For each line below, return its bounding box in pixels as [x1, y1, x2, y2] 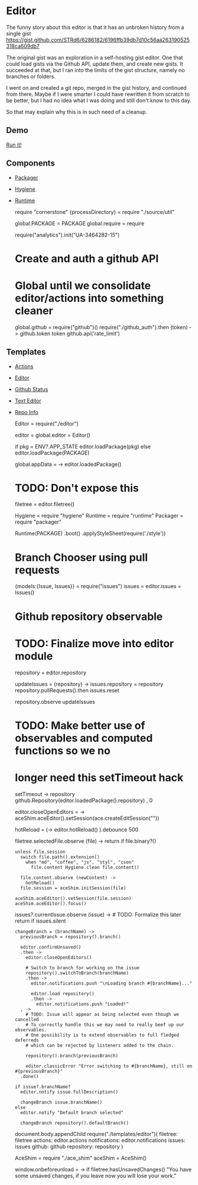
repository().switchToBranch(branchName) [25, 970, 129, 976]
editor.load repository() [30, 991, 95, 996]
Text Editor [14, 397, 41, 404]
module [14, 649, 53, 663]
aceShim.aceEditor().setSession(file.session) [14, 895, 132, 901]
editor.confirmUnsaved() [20, 944, 82, 950]
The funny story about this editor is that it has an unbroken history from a [6, 24, 184, 31]
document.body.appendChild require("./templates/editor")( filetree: [14, 1130, 178, 1137]
